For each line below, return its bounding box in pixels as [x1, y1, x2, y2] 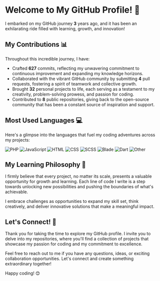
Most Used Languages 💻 [5, 117, 83, 125]
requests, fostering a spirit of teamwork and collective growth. [12, 80, 137, 87]
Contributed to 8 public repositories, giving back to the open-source [12, 96, 149, 102]
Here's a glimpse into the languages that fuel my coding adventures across [5, 132, 156, 138]
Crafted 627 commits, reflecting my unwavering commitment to [12, 65, 140, 71]
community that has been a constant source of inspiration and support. [12, 101, 155, 107]
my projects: [5, 137, 30, 143]
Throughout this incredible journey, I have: [5, 56, 90, 61]
